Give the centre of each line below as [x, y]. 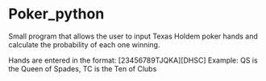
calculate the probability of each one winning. [84, 44]
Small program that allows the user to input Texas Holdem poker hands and [133, 36]
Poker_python [56, 14]
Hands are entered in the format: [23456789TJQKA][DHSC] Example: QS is [133, 60]
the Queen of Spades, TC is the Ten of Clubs [83, 68]
